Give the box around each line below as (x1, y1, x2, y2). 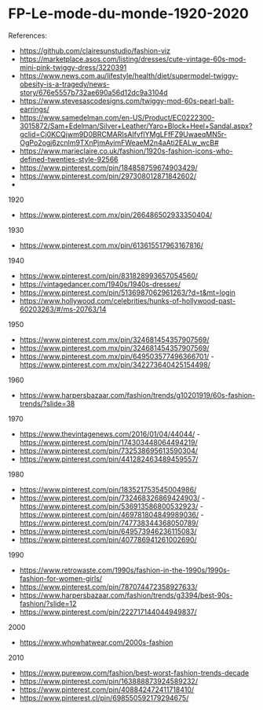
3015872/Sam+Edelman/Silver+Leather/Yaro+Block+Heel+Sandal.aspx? (19, 121, 253, 131)
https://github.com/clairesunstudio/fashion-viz (19, 46, 171, 55)
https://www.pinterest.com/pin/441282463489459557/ (19, 454, 199, 464)
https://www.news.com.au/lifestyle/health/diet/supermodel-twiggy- (19, 71, 239, 80)
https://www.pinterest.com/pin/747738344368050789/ (19, 518, 199, 528)
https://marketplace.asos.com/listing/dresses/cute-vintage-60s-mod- (19, 54, 247, 64)
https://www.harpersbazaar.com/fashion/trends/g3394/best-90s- (19, 590, 233, 600)
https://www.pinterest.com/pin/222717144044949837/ (19, 607, 198, 616)
